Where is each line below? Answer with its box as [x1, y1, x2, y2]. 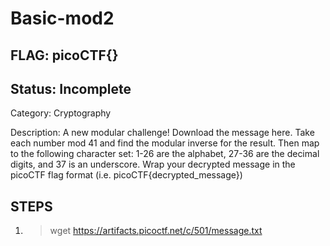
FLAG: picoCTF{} [10, 47, 119, 64]
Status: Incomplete [10, 80, 132, 97]
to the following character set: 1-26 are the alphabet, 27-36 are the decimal [10, 148, 320, 160]
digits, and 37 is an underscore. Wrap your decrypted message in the [10, 158, 296, 171]
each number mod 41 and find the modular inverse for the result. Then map [10, 137, 320, 149]
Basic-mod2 [10, 7, 115, 30]
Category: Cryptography [10, 107, 112, 119]
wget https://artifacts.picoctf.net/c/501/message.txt [49, 225, 263, 237]
